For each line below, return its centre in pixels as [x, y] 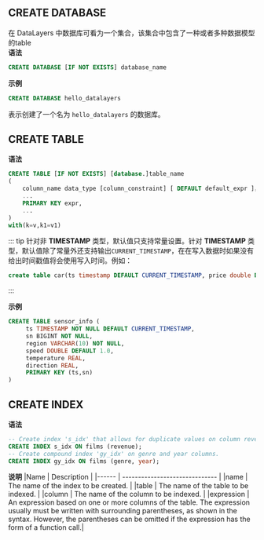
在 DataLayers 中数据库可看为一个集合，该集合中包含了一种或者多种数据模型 [132, 33]
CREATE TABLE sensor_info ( [54, 322]
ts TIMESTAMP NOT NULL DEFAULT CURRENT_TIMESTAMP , [110, 329]
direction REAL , [52, 365]
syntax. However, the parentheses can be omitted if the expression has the [129, 519]
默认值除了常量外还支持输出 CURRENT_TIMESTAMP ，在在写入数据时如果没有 [137, 251]
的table [20, 42]
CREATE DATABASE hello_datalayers [65, 98]
